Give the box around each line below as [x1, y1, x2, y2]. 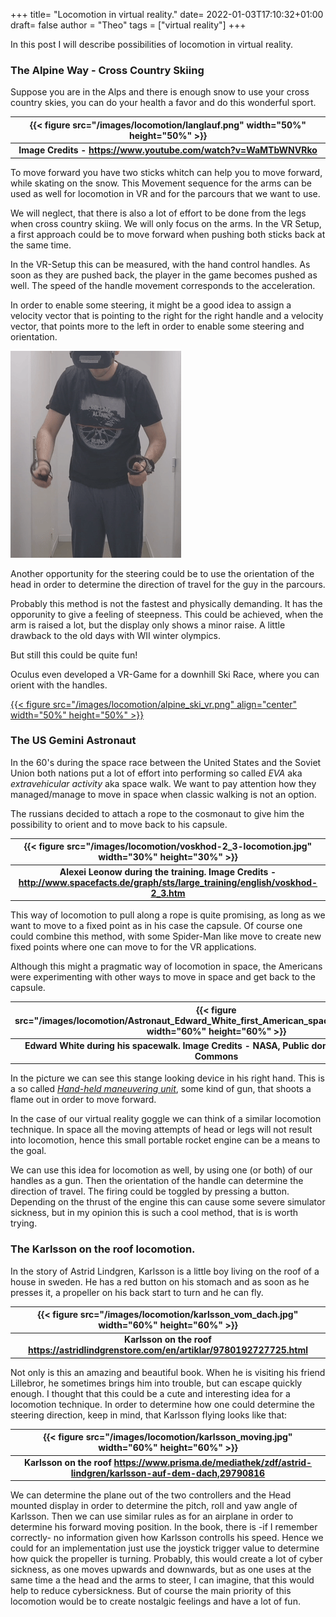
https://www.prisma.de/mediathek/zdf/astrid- [113, 1456, 313, 1468]
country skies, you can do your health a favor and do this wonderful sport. [10, 97, 317, 109]
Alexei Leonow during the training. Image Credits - [59, 865, 277, 878]
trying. [10, 1217, 38, 1229]
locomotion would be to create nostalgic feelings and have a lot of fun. [10, 1595, 301, 1608]
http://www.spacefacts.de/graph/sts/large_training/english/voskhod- [18, 876, 318, 888]
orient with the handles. [10, 679, 108, 691]
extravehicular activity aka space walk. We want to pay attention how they [10, 777, 317, 789]
